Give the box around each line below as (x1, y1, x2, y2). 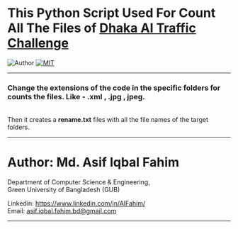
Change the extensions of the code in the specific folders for (7, 83, 221, 93)
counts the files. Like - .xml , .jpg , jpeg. (7, 91, 145, 101)
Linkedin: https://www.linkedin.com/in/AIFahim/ (7, 199, 146, 208)
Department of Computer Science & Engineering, (7, 178, 150, 186)
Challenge (7, 35, 69, 51)
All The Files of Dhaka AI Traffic (7, 20, 196, 36)
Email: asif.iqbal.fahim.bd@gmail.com (7, 207, 117, 216)
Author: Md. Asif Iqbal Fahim (7, 155, 179, 171)
